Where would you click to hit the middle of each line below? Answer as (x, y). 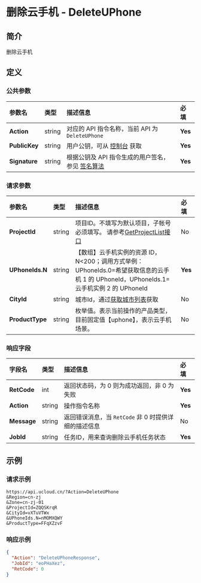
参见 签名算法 (86, 166)
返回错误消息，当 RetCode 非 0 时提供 (116, 417)
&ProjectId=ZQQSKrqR (32, 508)
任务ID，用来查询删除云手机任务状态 (115, 437)
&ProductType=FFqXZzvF (34, 523)
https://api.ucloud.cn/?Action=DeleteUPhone (63, 492)
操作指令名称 (82, 406)
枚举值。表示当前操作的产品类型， (123, 310)
